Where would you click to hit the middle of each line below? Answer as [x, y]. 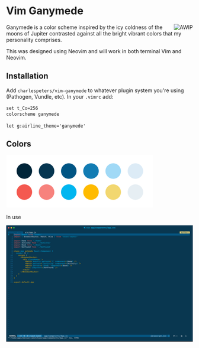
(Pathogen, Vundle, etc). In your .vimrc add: [60, 96]
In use [14, 217]
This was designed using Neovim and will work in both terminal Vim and [94, 51]
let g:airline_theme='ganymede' [46, 126]
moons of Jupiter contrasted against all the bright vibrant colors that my [94, 33]
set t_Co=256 [22, 108]
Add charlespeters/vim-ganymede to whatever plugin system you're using [95, 90]
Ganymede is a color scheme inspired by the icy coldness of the [84, 27]
